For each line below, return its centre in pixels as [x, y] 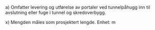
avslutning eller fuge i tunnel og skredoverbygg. [56, 12]
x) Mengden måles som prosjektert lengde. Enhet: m [61, 22]
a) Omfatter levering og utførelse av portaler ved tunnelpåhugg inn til [78, 7]
